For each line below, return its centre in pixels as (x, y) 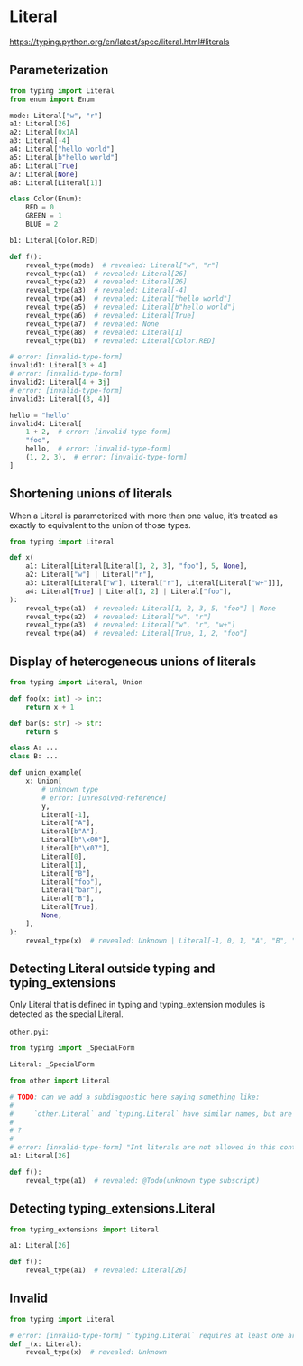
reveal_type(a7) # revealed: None (92, 324)
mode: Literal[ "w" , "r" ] (56, 116)
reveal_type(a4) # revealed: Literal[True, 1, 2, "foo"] (137, 634)
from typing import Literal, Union (76, 683)
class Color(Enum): (46, 199)
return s (42, 732)
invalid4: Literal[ (46, 423)
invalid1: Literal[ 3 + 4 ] (58, 366)
